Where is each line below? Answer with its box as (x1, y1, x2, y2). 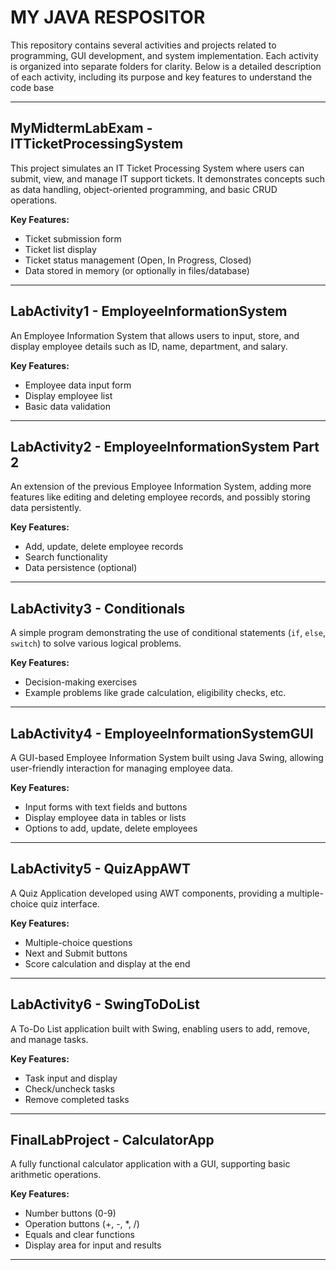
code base (10, 81, 55, 93)
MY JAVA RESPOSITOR (10, 6, 206, 29)
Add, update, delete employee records (24, 541, 184, 553)
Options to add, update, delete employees (24, 822, 198, 834)
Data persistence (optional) (24, 562, 138, 574)
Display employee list (24, 389, 113, 401)
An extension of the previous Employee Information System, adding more (10, 481, 312, 493)
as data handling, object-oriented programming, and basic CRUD (10, 183, 278, 195)
